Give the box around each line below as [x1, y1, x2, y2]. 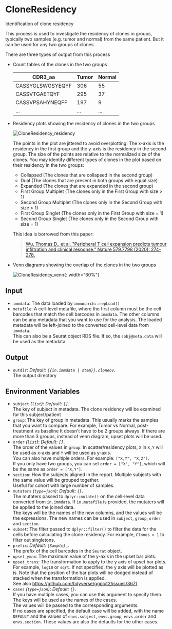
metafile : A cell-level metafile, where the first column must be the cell [12, 305, 161, 311]
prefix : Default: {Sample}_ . [12, 542, 70, 548]
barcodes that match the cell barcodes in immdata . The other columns [12, 311, 160, 317]
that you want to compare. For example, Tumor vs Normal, [12, 422, 136, 429]
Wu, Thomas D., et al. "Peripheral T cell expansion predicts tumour [25, 241, 167, 247]
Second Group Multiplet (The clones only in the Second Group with [20, 199, 163, 205]
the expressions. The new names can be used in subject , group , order [12, 515, 161, 521]
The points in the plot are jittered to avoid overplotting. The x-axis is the [12, 140, 164, 146]
